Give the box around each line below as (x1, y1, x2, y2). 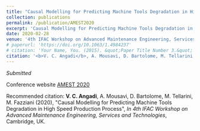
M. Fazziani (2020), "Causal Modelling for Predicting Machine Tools (6, 99, 173, 106)
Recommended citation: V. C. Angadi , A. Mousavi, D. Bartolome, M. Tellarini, (6, 92, 193, 99)
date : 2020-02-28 (6, 31, 49, 37)
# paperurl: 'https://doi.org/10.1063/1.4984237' (6, 42, 132, 48)
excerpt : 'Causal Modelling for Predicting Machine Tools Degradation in (6, 25, 193, 32)
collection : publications (6, 14, 70, 20)
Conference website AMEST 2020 (6, 81, 90, 88)
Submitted (6, 69, 32, 76)
